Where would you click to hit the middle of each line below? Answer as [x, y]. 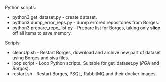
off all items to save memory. [42, 33]
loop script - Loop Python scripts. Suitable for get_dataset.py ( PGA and [86, 63]
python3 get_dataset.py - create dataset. [54, 17]
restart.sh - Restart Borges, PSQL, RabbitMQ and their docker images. [84, 74]
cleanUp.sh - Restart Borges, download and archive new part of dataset [87, 53]
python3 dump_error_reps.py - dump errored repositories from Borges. [86, 22]
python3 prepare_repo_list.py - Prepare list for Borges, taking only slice [86, 28]
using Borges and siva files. [40, 58]
